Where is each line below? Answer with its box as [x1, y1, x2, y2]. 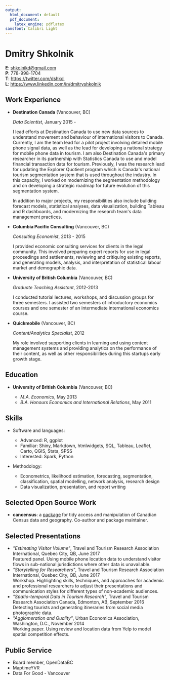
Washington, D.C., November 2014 [12, 621, 84, 627]
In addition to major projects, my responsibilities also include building [12, 197, 157, 204]
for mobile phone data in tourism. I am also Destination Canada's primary [12, 150, 165, 156]
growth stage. [12, 355, 42, 362]
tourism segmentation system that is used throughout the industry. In [12, 172, 157, 178]
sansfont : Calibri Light [5, 26, 58, 31]
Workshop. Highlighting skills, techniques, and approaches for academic [12, 578, 164, 584]
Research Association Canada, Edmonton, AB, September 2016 [12, 599, 144, 605]
